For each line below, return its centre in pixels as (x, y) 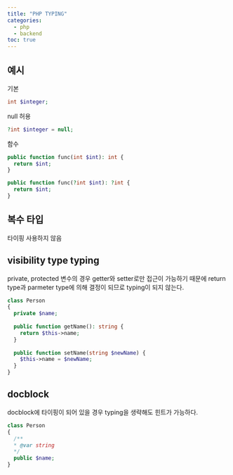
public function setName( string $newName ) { (80, 353)
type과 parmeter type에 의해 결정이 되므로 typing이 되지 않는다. (96, 287)
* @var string (34, 445)
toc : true (22, 40)
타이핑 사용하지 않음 (34, 238)
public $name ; (34, 458)
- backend (28, 33)
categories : (25, 20)
